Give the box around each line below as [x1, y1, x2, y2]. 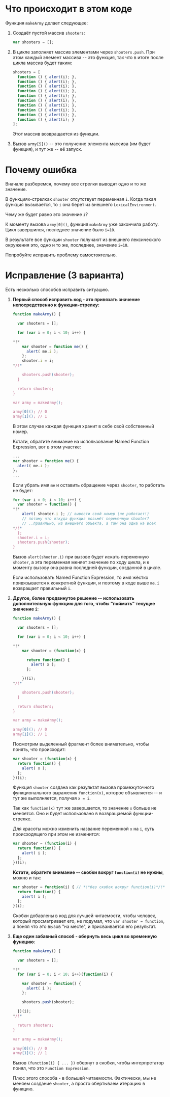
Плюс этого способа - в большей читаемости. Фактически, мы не [12, 1075, 156, 1081]
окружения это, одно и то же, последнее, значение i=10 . [5, 242, 129, 248]
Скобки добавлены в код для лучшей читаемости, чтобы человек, [12, 913, 157, 919]
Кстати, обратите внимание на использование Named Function [12, 439, 150, 445]
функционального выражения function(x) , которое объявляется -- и [12, 790, 162, 796]
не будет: [12, 487, 33, 493]
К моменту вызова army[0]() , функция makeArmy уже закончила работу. [5, 221, 159, 227]
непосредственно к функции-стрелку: [12, 302, 100, 308]
